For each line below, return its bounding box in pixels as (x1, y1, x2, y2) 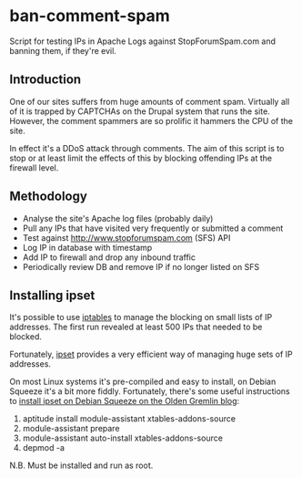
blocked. (9, 331, 43, 342)
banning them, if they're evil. (9, 45, 116, 56)
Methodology (9, 189, 88, 204)
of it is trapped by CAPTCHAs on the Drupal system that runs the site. (9, 106, 270, 117)
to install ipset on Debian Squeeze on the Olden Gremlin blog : (9, 396, 240, 407)
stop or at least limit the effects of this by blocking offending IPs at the (9, 152, 273, 163)
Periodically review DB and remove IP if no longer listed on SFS (22, 261, 260, 272)
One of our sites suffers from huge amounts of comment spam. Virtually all (9, 96, 290, 107)
